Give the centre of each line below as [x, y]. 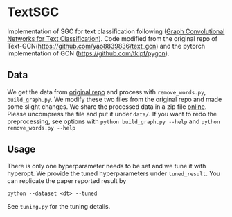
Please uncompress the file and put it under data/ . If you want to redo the [112, 114]
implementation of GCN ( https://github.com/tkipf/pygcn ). [88, 53]
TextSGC [33, 12]
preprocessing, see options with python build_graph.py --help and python [114, 121]
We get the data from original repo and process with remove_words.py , [107, 92]
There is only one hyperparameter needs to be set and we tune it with [107, 166]
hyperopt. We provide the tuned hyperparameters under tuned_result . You [114, 173]
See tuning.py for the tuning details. [59, 206]
